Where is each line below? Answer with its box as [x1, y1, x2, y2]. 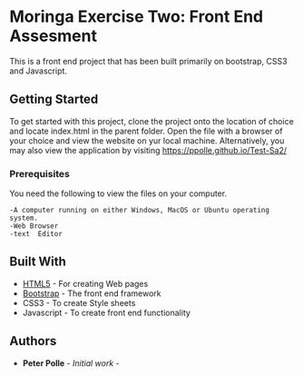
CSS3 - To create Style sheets [22, 297, 136, 308]
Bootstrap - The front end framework [22, 288, 161, 299]
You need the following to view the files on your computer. [9, 188, 228, 199]
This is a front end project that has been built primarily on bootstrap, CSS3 [9, 55, 288, 66]
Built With [9, 254, 66, 270]
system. [9, 213, 39, 223]
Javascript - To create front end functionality [22, 307, 191, 318]
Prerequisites [9, 167, 70, 180]
